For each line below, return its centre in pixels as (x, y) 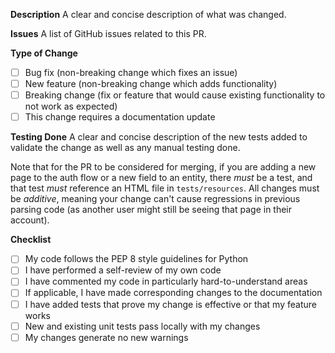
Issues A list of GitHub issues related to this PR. (108, 33)
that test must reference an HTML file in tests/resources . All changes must (165, 188)
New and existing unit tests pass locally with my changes (142, 326)
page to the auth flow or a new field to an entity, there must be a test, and (161, 178)
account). (30, 220)
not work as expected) (71, 106)
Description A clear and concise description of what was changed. (148, 14)
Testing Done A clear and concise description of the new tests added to (159, 137)
